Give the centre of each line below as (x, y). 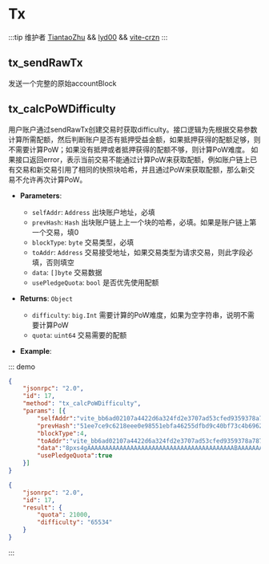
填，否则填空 (53, 262)
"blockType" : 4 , (62, 433)
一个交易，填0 (55, 232)
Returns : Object (46, 298)
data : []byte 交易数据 (67, 272)
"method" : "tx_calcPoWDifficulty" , (82, 404)
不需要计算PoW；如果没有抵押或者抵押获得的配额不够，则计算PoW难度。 (129, 149)
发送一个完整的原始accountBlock (63, 83)
